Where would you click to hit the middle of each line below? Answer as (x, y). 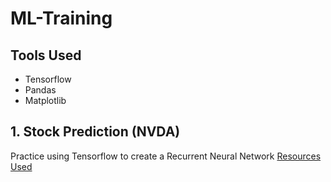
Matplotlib (45, 100)
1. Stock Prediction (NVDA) (95, 132)
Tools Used (46, 55)
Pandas (40, 90)
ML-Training (61, 18)
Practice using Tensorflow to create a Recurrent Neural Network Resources (166, 156)
